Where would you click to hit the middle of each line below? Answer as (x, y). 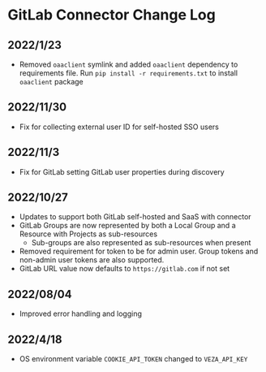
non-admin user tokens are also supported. (92, 260)
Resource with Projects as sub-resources (88, 234)
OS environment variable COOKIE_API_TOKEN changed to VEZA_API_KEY (133, 359)
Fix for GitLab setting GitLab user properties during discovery (122, 171)
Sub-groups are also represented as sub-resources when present (141, 243)
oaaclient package (51, 82)
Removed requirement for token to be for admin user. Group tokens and (139, 251)
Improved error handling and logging (81, 314)
